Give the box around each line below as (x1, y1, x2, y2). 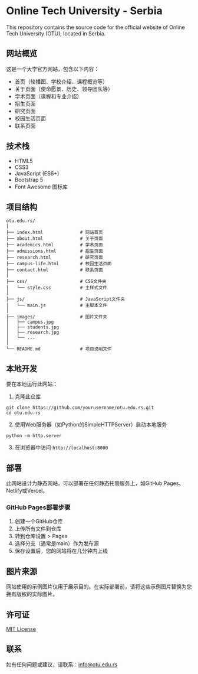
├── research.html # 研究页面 (6, 255, 103, 261)
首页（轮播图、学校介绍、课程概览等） (14, 78, 108, 85)
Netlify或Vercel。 (6, 487, 48, 494)
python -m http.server (6, 433, 62, 439)
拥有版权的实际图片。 (6, 591, 58, 598)
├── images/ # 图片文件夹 (6, 314, 108, 320)
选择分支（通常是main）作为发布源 (14, 540, 99, 547)
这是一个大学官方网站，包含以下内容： (6, 65, 99, 72)
